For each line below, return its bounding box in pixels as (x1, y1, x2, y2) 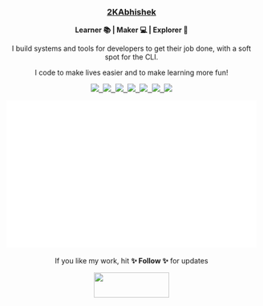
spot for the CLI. (104, 52, 159, 62)
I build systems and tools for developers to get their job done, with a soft (11, 43, 252, 54)
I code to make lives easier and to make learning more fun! (34, 67, 229, 78)
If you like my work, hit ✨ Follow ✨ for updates (55, 256, 208, 266)
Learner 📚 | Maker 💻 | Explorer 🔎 (75, 25, 188, 35)
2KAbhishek (107, 6, 156, 18)
